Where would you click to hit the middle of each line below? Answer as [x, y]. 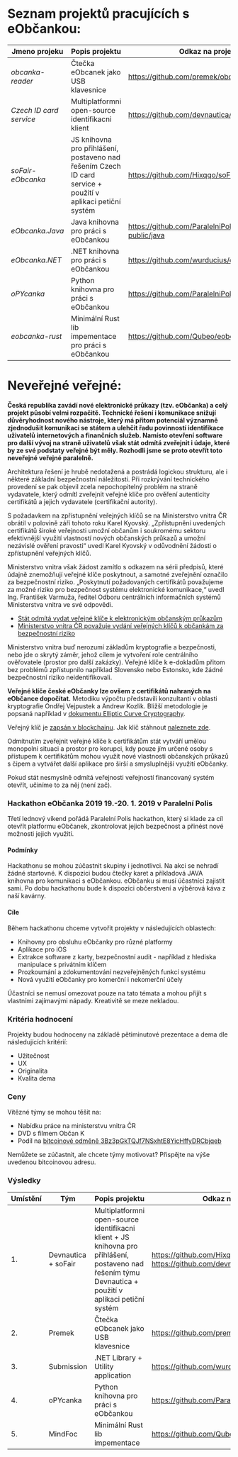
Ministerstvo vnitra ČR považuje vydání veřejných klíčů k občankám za [120, 625]
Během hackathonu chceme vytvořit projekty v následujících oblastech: [112, 928]
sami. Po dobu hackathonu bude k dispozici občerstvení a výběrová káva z [117, 888]
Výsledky [24, 1180]
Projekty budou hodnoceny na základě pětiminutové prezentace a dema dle [118, 1034]
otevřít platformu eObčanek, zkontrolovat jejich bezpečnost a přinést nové [115, 826]
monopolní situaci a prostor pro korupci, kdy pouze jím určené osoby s [110, 748]
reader [22, 81]
